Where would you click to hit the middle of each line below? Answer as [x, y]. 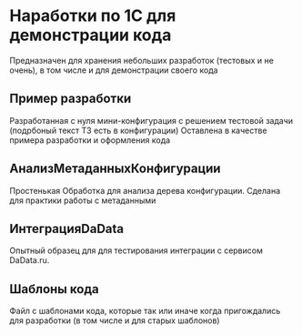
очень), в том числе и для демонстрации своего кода [114, 70]
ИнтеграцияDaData [67, 228]
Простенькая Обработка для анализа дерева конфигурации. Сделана [145, 190]
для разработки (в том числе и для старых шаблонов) [115, 320]
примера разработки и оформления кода [90, 140]
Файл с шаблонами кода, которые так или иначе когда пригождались [145, 311]
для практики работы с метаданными [83, 200]
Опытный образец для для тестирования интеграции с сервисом [136, 250]
